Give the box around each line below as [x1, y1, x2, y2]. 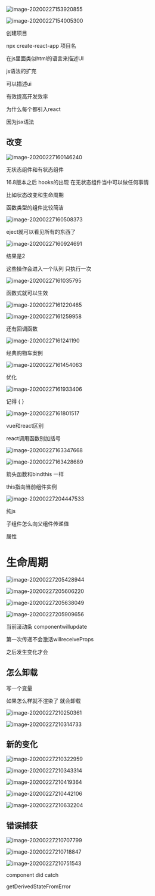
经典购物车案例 [6, 349, 43, 356]
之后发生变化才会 [6, 648, 48, 656]
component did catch [6, 872, 59, 879]
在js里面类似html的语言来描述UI [6, 55, 84, 62]
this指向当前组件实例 [6, 483, 57, 490]
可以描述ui [6, 81, 32, 87]
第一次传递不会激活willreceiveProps [6, 635, 94, 642]
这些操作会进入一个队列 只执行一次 [6, 265, 91, 272]
